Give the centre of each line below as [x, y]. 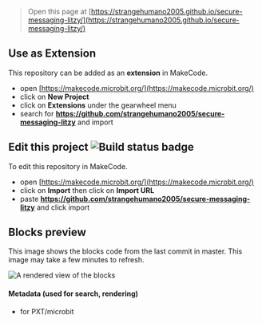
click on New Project [54, 97]
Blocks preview [47, 232]
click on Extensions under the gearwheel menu [98, 105]
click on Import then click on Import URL [87, 190]
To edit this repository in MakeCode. [68, 166]
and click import [63, 207]
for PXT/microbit [47, 311]
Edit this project [48, 147]
